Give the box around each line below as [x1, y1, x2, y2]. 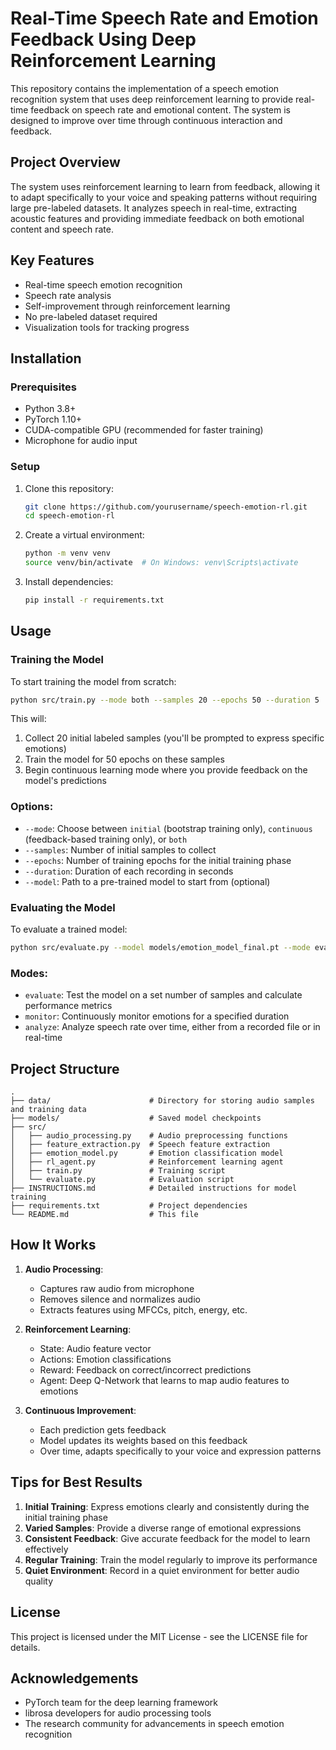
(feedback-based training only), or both [24, 833, 188, 845]
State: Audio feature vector [39, 1342, 152, 1354]
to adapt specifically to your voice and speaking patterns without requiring [10, 191, 318, 203]
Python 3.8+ [24, 403, 77, 415]
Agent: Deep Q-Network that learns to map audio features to [39, 1374, 290, 1386]
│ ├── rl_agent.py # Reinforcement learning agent [10, 1157, 284, 1167]
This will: [10, 713, 47, 725]
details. [10, 1641, 41, 1653]
